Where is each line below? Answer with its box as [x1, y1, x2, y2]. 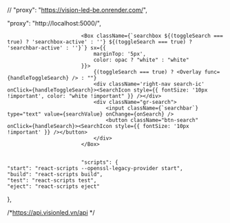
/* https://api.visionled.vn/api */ [7, 209, 95, 216]
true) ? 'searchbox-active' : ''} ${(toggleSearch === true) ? [7, 39, 193, 45]
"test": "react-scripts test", [7, 177, 97, 184]
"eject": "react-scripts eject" [7, 183, 100, 190]
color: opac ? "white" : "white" [93, 56, 189, 63]
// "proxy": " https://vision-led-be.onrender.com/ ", [7, 6, 148, 14]
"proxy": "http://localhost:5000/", [7, 19, 101, 27]
